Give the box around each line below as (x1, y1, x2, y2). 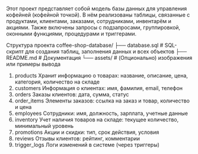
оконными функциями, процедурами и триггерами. (6, 30, 137, 37)
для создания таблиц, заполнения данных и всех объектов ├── (25, 48, 187, 55)
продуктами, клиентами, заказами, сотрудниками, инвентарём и (6, 18, 172, 24)
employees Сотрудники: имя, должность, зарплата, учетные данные (14, 110, 189, 117)
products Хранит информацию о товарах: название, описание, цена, (14, 72, 189, 79)
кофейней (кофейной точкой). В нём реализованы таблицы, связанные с (6, 11, 190, 18)
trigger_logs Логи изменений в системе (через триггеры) (14, 142, 160, 148)
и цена (14, 104, 32, 110)
